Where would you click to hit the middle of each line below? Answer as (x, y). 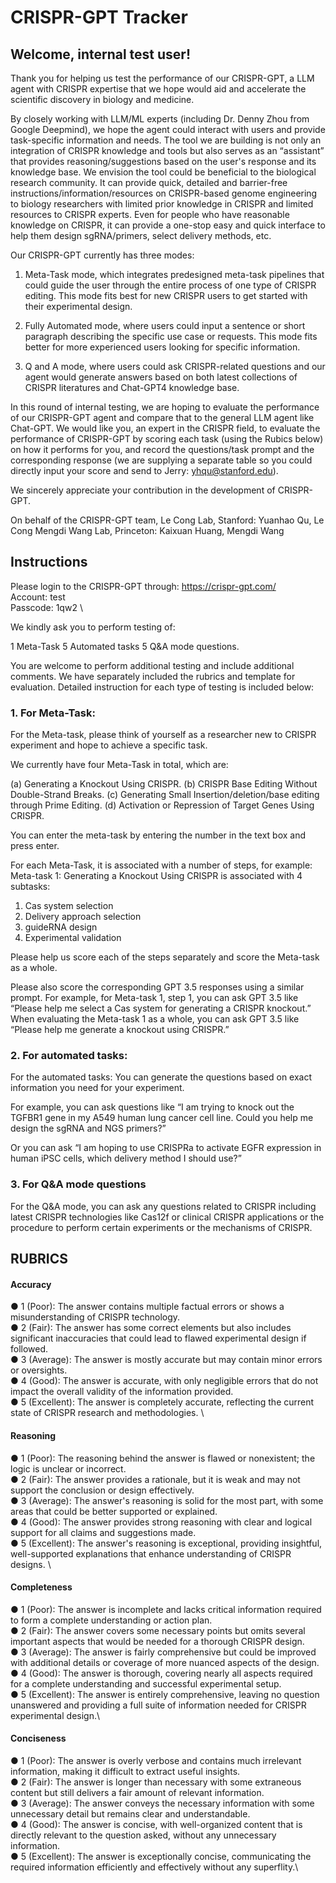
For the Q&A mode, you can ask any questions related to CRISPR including (163, 1206)
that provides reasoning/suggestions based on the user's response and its (163, 161)
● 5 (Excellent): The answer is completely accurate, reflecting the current (162, 1402)
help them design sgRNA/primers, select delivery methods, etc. (141, 235)
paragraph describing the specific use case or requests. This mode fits (171, 336)
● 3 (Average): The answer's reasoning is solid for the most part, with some (167, 1500)
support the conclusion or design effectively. (102, 1490)
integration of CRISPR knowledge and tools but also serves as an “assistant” (167, 150)
